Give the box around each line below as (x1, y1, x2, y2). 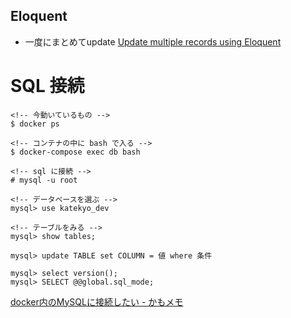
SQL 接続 (10, 75, 85, 97)
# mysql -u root (10, 175, 78, 185)
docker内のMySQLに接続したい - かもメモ (10, 295, 184, 308)
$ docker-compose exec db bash (10, 147, 141, 157)
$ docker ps (10, 119, 60, 129)
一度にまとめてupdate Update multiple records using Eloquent (24, 35, 282, 48)
